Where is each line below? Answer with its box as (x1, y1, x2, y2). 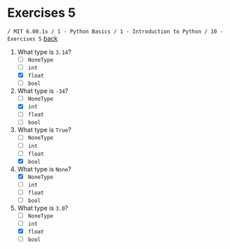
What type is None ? (17, 164, 72, 173)
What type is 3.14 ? (17, 48, 72, 56)
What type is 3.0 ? (17, 204, 69, 212)
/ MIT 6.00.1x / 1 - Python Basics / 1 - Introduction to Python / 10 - (7, 28, 224, 35)
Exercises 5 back (7, 34, 58, 43)
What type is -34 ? (17, 87, 69, 95)
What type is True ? (17, 126, 72, 134)
